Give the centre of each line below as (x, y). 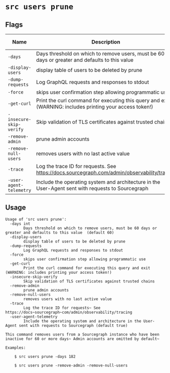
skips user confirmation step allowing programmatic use (84, 259)
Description (106, 42)
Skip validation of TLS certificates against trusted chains (89, 281)
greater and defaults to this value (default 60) (60, 232)
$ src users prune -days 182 (45, 356)
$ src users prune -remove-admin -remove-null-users (71, 365)
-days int (20, 224)
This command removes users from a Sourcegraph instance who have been (82, 334)
